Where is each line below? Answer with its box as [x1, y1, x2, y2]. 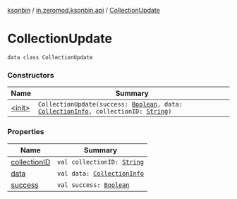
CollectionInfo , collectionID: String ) [37, 107, 172, 116]
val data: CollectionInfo [56, 169, 145, 177]
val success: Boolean [56, 181, 130, 189]
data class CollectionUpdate [7, 54, 93, 61]
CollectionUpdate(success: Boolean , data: [37, 100, 183, 109]
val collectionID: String [56, 158, 145, 166]
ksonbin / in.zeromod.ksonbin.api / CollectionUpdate [7, 6, 160, 14]
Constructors [7, 70, 54, 80]
